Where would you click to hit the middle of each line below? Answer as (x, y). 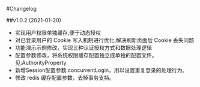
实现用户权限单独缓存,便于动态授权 (58, 33)
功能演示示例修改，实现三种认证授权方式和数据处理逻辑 (83, 48)
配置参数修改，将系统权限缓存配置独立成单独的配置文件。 (86, 55)
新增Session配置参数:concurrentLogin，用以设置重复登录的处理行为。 (101, 70)
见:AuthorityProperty (41, 63)
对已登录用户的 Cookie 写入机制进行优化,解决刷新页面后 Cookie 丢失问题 (105, 40)
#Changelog (22, 9)
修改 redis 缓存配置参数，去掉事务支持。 (65, 78)
